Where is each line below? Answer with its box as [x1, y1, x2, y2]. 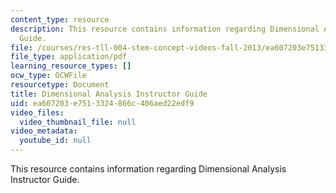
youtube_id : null [19, 136, 92, 146]
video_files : [10, 107, 65, 118]
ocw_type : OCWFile [10, 71, 87, 81]
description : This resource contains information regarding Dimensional [10, 24, 320, 34]
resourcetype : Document [10, 80, 110, 90]
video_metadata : [10, 126, 78, 136]
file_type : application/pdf [10, 52, 128, 62]
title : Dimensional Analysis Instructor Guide [10, 89, 208, 99]
